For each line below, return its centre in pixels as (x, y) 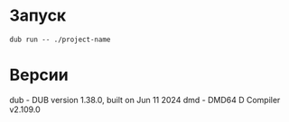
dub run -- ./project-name (60, 39)
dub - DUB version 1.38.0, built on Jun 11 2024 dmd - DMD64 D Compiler (145, 100)
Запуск (38, 16)
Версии (39, 75)
